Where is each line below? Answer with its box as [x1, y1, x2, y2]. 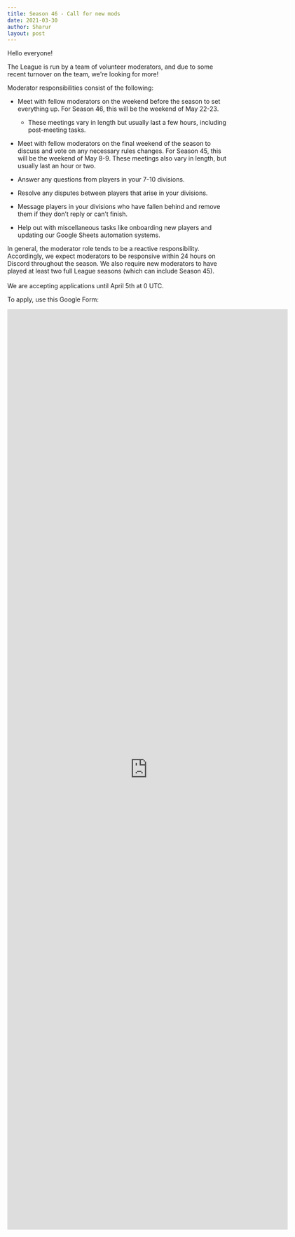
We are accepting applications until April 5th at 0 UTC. [7, 282, 165, 290]
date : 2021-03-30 [7, 17, 58, 24]
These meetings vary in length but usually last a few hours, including [27, 119, 226, 127]
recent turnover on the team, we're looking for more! [7, 70, 159, 79]
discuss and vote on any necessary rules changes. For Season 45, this [17, 147, 222, 155]
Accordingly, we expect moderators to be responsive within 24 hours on [7, 252, 216, 260]
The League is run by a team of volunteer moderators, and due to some [7, 62, 214, 71]
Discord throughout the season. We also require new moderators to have [7, 259, 217, 268]
